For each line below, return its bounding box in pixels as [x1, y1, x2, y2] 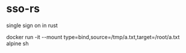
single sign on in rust [6, 22, 58, 29]
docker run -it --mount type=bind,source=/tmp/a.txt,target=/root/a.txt [6, 33, 180, 40]
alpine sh [6, 40, 29, 47]
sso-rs [6, 2, 40, 16]
